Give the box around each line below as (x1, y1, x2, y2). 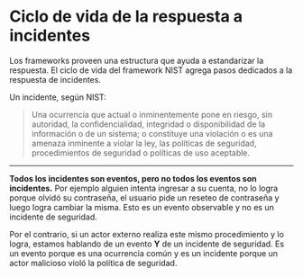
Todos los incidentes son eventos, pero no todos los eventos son (9, 173, 257, 183)
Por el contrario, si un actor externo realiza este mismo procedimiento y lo (9, 228, 284, 239)
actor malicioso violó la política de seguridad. (9, 257, 178, 268)
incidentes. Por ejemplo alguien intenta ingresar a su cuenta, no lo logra (9, 183, 279, 193)
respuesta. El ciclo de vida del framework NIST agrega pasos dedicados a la (9, 65, 293, 76)
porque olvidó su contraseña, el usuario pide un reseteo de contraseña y (9, 192, 280, 203)
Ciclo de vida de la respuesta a (9, 6, 243, 27)
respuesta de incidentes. (9, 74, 102, 85)
